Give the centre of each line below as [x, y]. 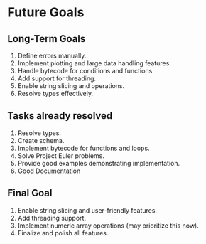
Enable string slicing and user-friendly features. [87, 210]
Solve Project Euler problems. [61, 155]
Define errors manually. [52, 55]
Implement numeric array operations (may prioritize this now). [108, 226]
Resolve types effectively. [55, 94]
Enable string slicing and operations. [71, 86]
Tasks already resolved [60, 116]
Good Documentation [49, 171]
